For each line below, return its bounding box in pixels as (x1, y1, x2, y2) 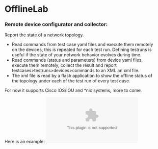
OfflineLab (4, 3, 49, 15)
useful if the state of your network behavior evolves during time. (11, 52, 142, 58)
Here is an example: (4, 139, 45, 145)
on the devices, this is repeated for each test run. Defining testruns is (11, 47, 152, 52)
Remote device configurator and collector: (4, 21, 108, 28)
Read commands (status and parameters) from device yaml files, (11, 57, 143, 63)
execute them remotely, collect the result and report (11, 62, 117, 68)
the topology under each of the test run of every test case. (11, 78, 131, 84)
